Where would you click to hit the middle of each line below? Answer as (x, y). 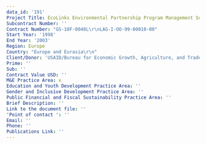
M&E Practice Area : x (34, 80)
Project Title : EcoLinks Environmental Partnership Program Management (100, 18)
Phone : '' (19, 126)
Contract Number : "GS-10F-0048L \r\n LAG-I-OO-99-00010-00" (82, 29)
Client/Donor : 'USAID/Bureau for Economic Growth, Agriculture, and (96, 58)
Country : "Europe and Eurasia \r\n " (52, 52)
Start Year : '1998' (31, 35)
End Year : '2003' (29, 40)
